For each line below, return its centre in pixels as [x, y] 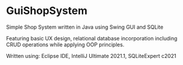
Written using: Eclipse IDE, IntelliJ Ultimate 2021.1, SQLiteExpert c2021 [91, 56]
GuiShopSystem [47, 11]
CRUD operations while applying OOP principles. [65, 45]
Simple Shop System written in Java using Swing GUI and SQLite [85, 27]
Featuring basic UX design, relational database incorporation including [92, 38]
